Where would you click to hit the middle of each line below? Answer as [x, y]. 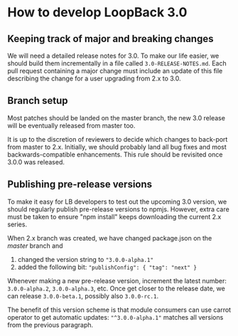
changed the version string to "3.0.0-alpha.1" [86, 259]
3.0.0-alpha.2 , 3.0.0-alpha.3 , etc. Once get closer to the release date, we [116, 288]
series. [17, 224]
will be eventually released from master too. [71, 125]
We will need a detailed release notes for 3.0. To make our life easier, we [113, 56]
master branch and [35, 246]
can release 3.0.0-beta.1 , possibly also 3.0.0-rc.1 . [83, 295]
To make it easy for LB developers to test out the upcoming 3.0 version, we [117, 201]
